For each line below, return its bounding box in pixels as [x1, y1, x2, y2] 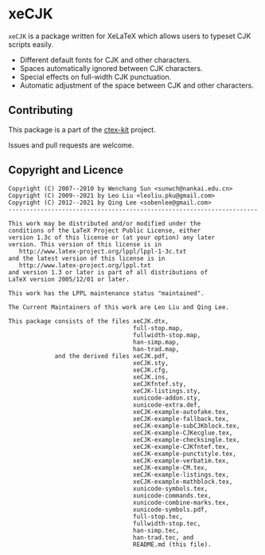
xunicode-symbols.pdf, [132, 506, 208, 514]
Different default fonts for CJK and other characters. [19, 55, 192, 65]
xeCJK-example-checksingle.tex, [132, 435, 240, 443]
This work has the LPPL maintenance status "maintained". [8, 289, 205, 297]
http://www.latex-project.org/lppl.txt [18, 261, 151, 270]
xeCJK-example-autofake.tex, [132, 407, 229, 415]
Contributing [8, 104, 73, 117]
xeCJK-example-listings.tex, [132, 470, 229, 478]
